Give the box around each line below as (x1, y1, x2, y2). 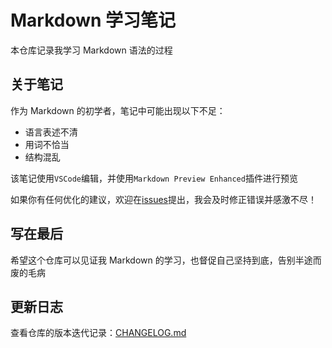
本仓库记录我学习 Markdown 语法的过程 (10, 44, 173, 56)
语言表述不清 (24, 126, 78, 138)
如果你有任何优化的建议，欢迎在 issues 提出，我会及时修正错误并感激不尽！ (10, 193, 317, 205)
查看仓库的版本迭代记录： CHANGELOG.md (10, 327, 187, 339)
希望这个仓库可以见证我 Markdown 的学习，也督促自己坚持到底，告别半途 (10, 254, 313, 266)
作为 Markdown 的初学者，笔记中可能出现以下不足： (10, 104, 226, 116)
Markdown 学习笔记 (10, 9, 177, 32)
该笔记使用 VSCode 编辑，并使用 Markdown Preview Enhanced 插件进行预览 (10, 172, 298, 184)
